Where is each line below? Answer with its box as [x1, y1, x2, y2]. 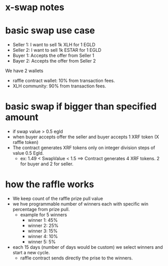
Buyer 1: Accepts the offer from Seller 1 [12, 52, 94, 58]
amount [5, 111, 39, 123]
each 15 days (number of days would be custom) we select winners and [12, 244, 163, 250]
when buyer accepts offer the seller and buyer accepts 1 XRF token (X [12, 134, 159, 140]
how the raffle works [5, 179, 94, 190]
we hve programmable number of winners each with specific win [12, 201, 149, 207]
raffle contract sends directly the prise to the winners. [20, 255, 133, 261]
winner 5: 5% [27, 239, 56, 245]
